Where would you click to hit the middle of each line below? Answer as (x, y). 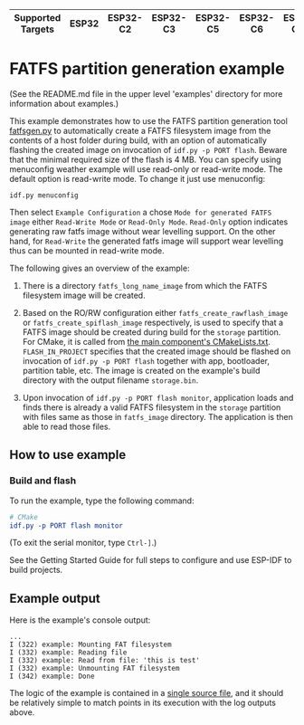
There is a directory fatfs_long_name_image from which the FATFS (145, 285)
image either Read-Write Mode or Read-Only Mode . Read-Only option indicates (149, 222)
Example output (55, 598)
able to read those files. (66, 426)
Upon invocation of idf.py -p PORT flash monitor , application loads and (158, 397)
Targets (37, 29)
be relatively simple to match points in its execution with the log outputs (142, 703)
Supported (38, 18)
